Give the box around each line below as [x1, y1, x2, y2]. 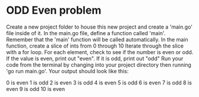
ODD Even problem [6, 4, 102, 17]
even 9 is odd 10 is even [6, 85, 65, 92]
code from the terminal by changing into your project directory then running [6, 61, 192, 68]
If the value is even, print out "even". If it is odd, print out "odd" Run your [6, 55, 184, 62]
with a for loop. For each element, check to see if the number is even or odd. [6, 48, 194, 55]
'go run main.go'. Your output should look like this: [6, 67, 129, 74]
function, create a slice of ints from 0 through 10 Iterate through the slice [6, 42, 184, 49]
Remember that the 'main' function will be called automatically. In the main [6, 36, 188, 43]
